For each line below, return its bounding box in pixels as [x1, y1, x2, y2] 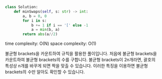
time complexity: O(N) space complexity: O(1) [5, 40, 97, 46]
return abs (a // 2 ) [22, 32, 58, 37]
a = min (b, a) [31, 27, 60, 32]
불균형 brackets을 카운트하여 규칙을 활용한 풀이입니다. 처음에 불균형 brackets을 [5, 51, 157, 57]
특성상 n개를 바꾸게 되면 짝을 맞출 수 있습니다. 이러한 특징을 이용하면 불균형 [5, 63, 148, 69]
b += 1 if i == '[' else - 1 [31, 22, 89, 28]
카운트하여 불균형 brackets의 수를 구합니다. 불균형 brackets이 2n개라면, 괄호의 [5, 57, 156, 63]
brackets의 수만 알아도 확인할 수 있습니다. [5, 69, 85, 75]
